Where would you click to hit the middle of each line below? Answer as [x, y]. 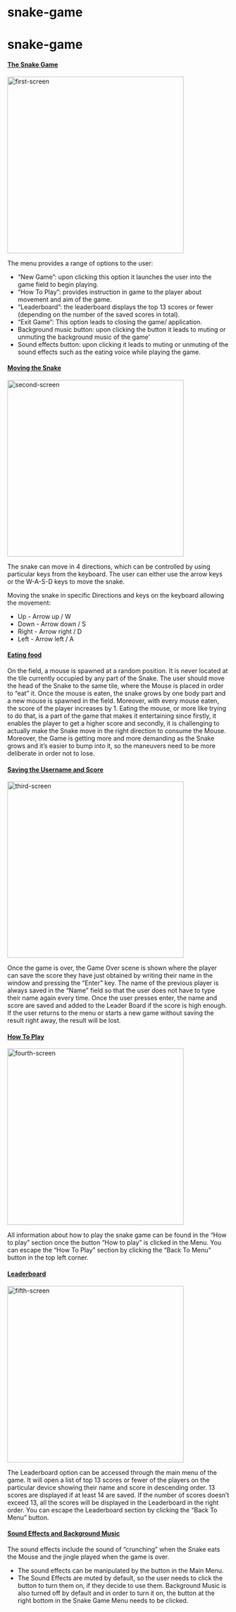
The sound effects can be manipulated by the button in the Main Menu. [120, 1570]
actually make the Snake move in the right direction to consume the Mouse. [117, 730]
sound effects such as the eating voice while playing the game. [109, 352]
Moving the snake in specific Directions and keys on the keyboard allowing [116, 595]
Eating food [25, 655]
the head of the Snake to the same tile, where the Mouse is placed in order [116, 685]
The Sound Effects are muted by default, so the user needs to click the [120, 1578]
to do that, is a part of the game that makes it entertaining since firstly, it [112, 716]
